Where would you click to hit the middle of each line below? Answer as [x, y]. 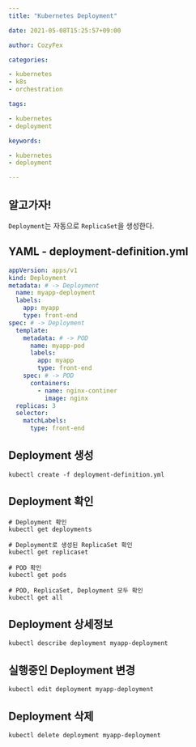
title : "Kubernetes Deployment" [63, 16]
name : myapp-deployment [55, 293]
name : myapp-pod [57, 346]
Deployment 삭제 [51, 716]
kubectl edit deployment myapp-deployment [81, 690]
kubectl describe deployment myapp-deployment [88, 643]
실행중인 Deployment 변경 [72, 670]
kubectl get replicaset [49, 552]
